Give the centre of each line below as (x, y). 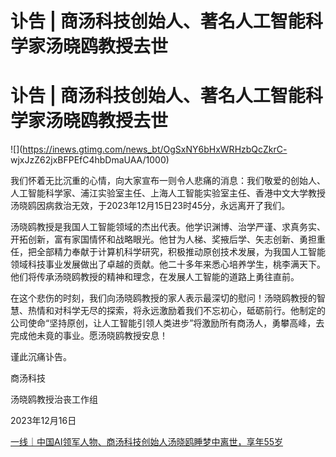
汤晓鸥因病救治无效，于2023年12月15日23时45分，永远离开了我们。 (150, 206)
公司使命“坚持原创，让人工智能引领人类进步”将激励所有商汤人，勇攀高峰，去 (167, 323)
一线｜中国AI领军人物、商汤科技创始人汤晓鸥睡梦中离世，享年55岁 (147, 442)
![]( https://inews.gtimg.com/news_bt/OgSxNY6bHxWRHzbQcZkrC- (149, 149)
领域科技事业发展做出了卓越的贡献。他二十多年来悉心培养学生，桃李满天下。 (168, 264)
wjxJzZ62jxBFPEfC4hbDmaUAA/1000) (90, 160)
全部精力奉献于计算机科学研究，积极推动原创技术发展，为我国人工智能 (181, 252)
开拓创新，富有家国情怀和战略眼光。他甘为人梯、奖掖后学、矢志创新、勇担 (163, 239)
